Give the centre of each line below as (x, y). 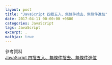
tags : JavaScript (23, 28)
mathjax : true (20, 37)
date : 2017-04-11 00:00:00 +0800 (39, 19)
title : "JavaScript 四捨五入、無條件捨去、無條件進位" (56, 14)
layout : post (18, 10)
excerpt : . (16, 32)
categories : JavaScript (29, 23)
